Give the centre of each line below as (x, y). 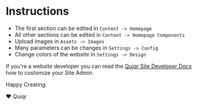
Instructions (37, 11)
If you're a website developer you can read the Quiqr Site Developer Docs (99, 66)
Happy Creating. (26, 85)
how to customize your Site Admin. (50, 72)
